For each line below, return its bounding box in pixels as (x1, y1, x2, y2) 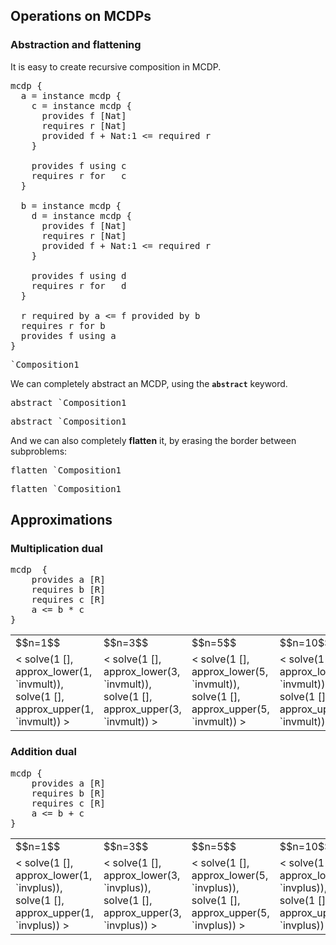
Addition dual (10, 745, 77, 759)
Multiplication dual (10, 542, 103, 555)
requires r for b (20, 320, 106, 331)
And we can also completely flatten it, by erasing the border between (10, 434, 297, 446)
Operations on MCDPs (10, 8, 152, 25)
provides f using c (31, 160, 127, 171)
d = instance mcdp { (31, 210, 132, 221)
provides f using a (20, 330, 117, 341)
